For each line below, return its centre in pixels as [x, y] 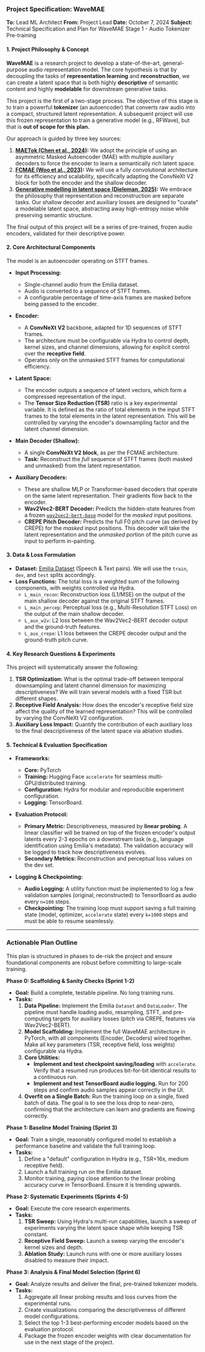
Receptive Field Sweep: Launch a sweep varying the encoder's [104, 1240]
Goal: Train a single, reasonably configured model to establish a [95, 1139]
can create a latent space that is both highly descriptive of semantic [92, 82]
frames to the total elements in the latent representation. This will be [110, 416]
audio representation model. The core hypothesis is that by [103, 70]
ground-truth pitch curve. [56, 640]
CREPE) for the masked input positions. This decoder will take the [107, 528]
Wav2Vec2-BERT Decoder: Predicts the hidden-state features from [110, 509]
